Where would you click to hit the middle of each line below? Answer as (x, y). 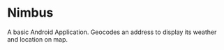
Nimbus (30, 13)
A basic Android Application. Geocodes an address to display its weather (112, 32)
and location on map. (38, 39)
